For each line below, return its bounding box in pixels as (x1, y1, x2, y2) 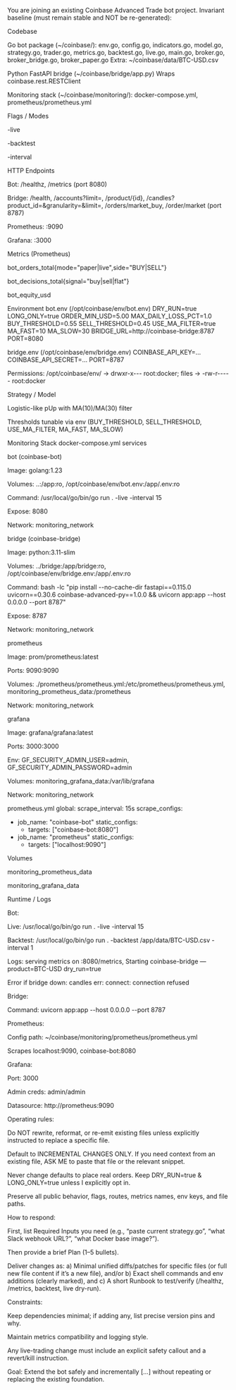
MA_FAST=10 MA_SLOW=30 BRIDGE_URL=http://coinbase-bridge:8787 (7, 327, 215, 335)
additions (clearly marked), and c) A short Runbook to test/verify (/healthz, (7, 1276, 224, 1285)
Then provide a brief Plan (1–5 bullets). (7, 1248, 120, 1256)
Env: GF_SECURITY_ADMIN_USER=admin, (7, 756, 129, 764)
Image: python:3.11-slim (7, 548, 75, 556)
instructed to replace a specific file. (7, 1136, 111, 1145)
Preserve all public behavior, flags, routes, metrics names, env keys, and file (7, 1192, 228, 1200)
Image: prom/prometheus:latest (7, 652, 99, 661)
